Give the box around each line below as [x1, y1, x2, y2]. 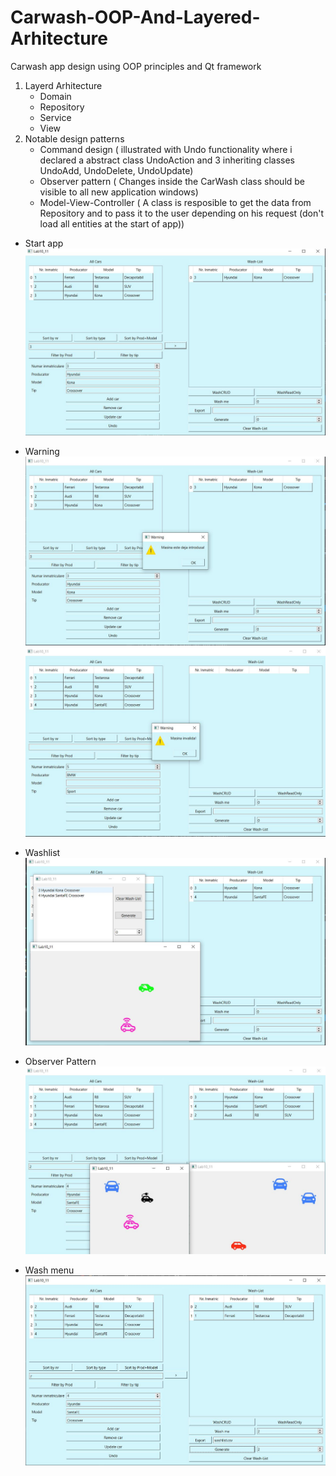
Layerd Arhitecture [24, 79, 103, 91]
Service [39, 111, 72, 123]
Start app [24, 237, 64, 249]
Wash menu [24, 1264, 75, 1276]
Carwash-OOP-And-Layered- [10, 6, 261, 29]
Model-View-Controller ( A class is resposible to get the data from [39, 196, 312, 208]
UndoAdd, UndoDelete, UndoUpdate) [39, 164, 194, 176]
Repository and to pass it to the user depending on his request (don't [39, 207, 325, 219]
